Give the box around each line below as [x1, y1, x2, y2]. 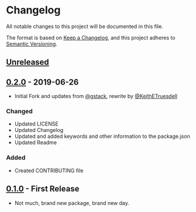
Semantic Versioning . [6, 40, 57, 47]
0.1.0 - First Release [6, 184, 80, 194]
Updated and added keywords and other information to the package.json [14, 133, 190, 140]
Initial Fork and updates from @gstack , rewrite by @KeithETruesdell [14, 93, 177, 100]
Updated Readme [14, 139, 57, 146]
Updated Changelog [14, 127, 64, 134]
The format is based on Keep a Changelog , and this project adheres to [6, 34, 176, 41]
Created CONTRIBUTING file [14, 167, 84, 174]
